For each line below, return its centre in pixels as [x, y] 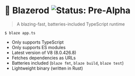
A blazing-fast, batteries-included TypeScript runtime [71, 24]
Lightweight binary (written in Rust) [47, 68]
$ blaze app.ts [20, 33]
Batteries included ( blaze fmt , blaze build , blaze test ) [67, 63]
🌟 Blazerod [27, 11]
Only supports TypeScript [38, 42]
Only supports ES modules [39, 47]
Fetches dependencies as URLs [44, 58]
